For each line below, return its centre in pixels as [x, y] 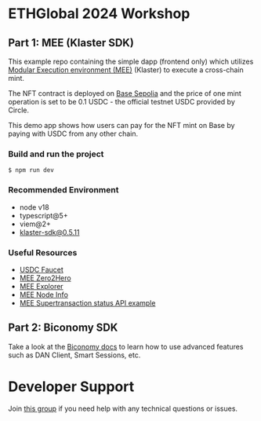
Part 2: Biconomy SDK [63, 328]
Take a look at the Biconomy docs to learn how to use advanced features [126, 346]
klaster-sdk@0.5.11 [49, 232]
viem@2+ [35, 224]
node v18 [34, 207]
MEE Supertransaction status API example [87, 302]
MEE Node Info [44, 295]
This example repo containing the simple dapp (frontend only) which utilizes [131, 61]
